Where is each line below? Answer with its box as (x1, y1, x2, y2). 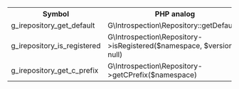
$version (203, 41, 233, 50)
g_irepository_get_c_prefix (11, 66, 99, 75)
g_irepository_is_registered (11, 41, 101, 50)
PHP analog (154, 9, 196, 18)
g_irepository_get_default (11, 20, 95, 30)
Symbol (42, 9, 70, 18)
